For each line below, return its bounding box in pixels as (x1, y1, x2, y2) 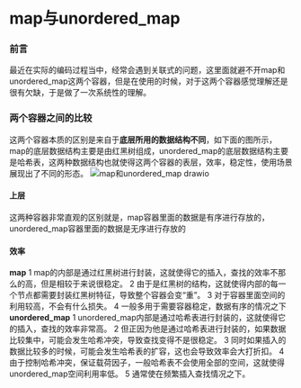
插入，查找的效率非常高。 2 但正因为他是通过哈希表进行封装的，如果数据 (16, 323, 287, 334)
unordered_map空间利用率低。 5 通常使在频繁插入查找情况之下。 (9, 368, 251, 379)
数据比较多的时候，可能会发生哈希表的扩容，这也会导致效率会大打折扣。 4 (9, 346, 285, 356)
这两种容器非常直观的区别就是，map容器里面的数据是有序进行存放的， (9, 212, 270, 222)
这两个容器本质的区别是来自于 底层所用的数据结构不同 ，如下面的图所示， (9, 134, 277, 145)
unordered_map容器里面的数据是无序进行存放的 (9, 222, 187, 234)
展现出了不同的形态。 (9, 167, 88, 178)
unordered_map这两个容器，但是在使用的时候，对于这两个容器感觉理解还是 (9, 76, 289, 86)
